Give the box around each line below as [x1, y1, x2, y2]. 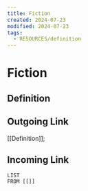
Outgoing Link [7, 116, 69, 128]
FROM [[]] [7, 178, 36, 186]
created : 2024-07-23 [7, 16, 67, 23]
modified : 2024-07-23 [7, 23, 69, 30]
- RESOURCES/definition [13, 36, 81, 43]
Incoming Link [7, 154, 69, 166]
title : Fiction [7, 10, 51, 17]
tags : [7, 29, 23, 36]
